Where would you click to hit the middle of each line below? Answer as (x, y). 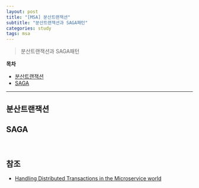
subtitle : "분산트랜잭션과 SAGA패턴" (47, 23)
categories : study (29, 28)
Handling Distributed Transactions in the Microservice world (88, 179)
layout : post (22, 12)
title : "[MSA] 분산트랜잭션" (38, 17)
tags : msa (18, 34)
